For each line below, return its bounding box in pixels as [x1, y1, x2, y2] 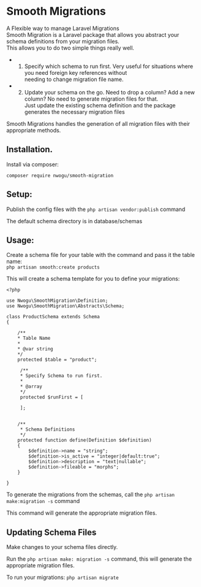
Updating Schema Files [6, 527, 97, 537]
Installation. [6, 144, 53, 155]
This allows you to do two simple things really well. [6, 44, 135, 52]
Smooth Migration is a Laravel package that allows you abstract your [6, 31, 180, 38]
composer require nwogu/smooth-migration [6, 172, 114, 178]
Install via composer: [6, 161, 59, 168]
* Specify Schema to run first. [20, 373, 103, 379]
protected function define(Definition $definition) [17, 437, 152, 443]
